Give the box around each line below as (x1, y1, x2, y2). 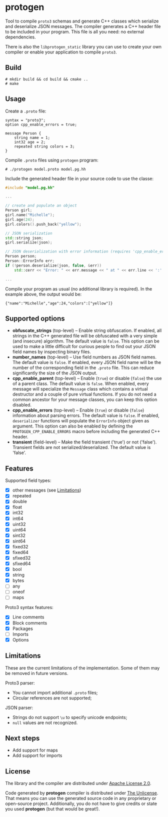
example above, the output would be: (5, 291, 82, 297)
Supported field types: (5, 477, 51, 483)
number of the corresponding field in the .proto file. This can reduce (12, 364, 154, 371)
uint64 (12, 526, 26, 532)
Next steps (5, 734, 40, 742)
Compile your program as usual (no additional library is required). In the (5, 285, 152, 291)
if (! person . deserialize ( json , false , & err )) (5, 263, 101, 268)
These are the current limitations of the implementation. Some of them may (5, 664, 160, 671)
